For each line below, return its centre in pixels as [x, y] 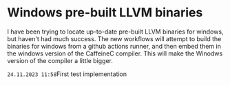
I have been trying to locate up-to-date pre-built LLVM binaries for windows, [115, 32]
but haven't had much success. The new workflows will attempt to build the [114, 38]
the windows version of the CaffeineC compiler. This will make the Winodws [115, 53]
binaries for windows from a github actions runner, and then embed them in [114, 46]
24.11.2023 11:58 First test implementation [67, 74]
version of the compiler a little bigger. [60, 60]
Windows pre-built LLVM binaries [105, 13]
